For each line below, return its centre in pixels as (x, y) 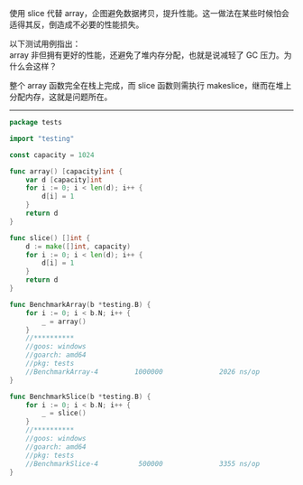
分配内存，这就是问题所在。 (61, 97)
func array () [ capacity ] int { (66, 171)
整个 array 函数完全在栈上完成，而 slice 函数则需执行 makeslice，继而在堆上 (151, 85)
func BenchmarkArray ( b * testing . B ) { (80, 304)
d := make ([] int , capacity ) (78, 247)
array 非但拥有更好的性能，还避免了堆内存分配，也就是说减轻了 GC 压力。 (147, 55)
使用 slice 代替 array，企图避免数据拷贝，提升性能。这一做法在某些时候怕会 (150, 13)
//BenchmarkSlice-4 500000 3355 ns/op (142, 463)
